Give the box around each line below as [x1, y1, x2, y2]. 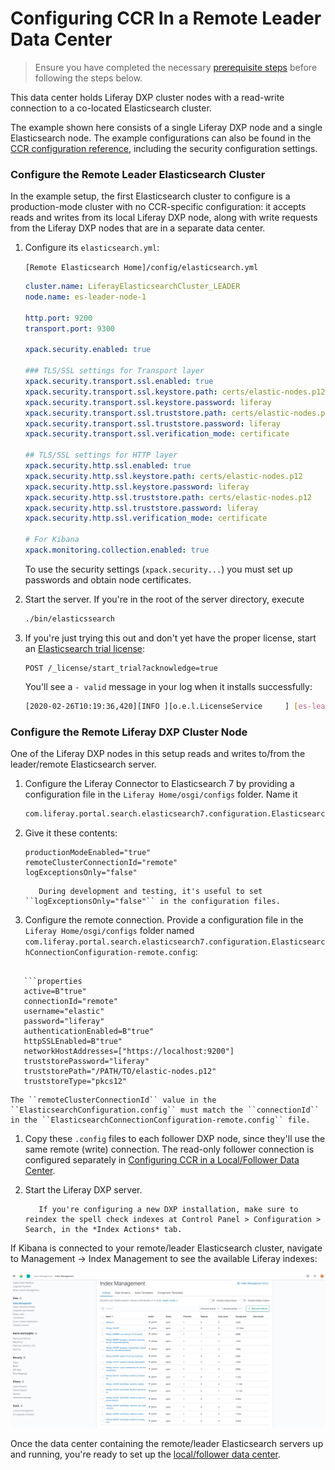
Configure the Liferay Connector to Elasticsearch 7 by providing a [24, 778, 295, 790]
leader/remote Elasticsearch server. [10, 758, 157, 771]
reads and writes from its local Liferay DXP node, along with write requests [10, 212, 318, 224]
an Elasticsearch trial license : [24, 642, 146, 654]
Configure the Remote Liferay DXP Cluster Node [10, 725, 248, 739]
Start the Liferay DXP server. [24, 1183, 143, 1196]
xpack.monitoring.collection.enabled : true [24, 545, 210, 556]
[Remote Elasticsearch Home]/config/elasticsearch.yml [24, 263, 259, 273]
